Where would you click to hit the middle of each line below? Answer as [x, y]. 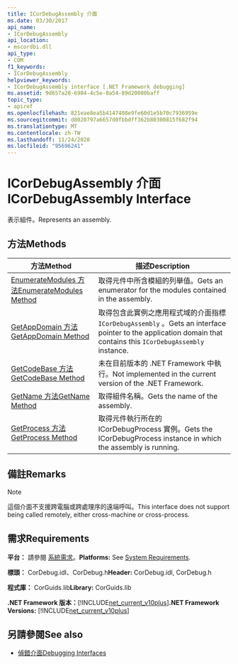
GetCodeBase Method [48, 377]
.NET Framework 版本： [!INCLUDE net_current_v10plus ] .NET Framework [113, 602]
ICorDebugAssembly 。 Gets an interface [162, 323]
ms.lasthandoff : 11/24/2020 [49, 139]
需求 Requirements [49, 539]
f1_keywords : [27, 67]
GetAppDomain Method [50, 336]
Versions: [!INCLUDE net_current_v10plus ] [68, 610]
